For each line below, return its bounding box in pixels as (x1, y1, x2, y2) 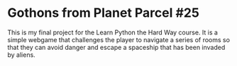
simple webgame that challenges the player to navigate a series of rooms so (7, 35, 231, 44)
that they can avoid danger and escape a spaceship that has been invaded (7, 43, 226, 51)
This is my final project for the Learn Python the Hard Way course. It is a (7, 28, 219, 37)
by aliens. (7, 51, 35, 59)
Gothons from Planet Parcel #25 (7, 5, 200, 21)
